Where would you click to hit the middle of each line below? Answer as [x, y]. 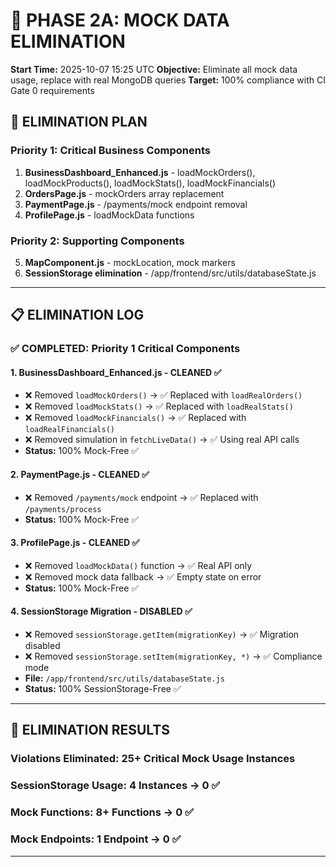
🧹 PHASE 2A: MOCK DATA [120, 20]
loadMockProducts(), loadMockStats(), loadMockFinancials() [150, 183]
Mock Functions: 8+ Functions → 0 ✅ [102, 812]
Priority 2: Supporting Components [97, 241]
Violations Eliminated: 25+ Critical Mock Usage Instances [153, 759]
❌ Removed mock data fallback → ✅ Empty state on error [143, 576]
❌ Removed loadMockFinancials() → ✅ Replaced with [135, 418]
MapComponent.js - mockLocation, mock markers [130, 262]
